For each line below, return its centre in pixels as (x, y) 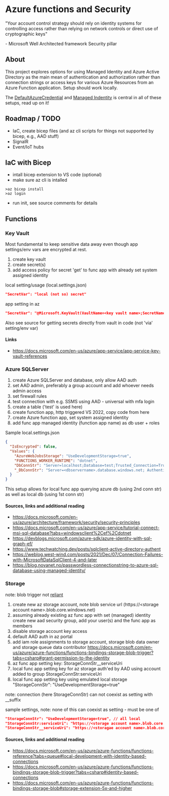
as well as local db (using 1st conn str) (45, 494)
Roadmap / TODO (33, 119)
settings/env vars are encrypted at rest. (46, 250)
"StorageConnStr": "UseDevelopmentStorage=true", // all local (73, 718)
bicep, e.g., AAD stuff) (35, 136)
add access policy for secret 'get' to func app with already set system (85, 270)
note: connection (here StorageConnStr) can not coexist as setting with (79, 694)
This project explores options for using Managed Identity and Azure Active (82, 71)
